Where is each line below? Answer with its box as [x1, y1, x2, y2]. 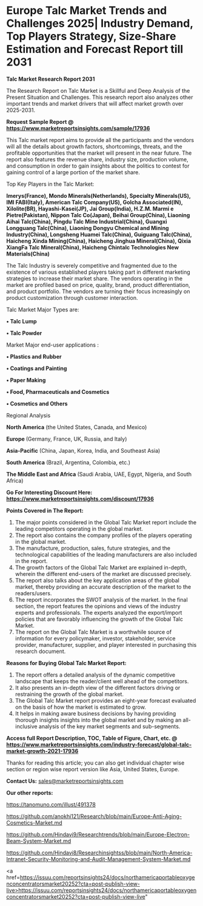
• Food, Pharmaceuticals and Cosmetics [6, 388, 110, 395]
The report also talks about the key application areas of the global [15, 576, 180, 584]
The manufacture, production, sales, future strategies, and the [15, 544, 171, 552]
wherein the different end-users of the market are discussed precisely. [15, 570, 192, 577]
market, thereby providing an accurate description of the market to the [15, 583, 191, 590]
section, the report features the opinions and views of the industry [15, 602, 181, 610]
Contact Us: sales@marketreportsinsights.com [6, 777, 124, 785]
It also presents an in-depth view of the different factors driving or [15, 684, 181, 691]
